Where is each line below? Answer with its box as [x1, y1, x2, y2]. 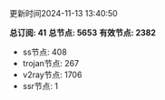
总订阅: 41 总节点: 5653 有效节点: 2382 [9, 27, 157, 38]
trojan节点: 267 [22, 58, 80, 68]
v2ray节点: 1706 [22, 69, 82, 80]
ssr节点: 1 [22, 81, 59, 91]
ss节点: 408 [22, 46, 68, 57]
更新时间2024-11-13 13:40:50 [9, 8, 118, 18]
